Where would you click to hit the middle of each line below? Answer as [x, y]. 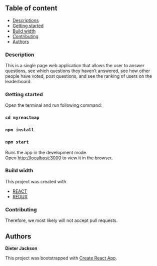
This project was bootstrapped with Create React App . [61, 258]
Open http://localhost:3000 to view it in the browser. [59, 158]
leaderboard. [18, 82]
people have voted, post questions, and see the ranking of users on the [79, 76]
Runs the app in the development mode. [46, 152]
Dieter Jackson [21, 248]
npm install [20, 130]
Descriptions [25, 20]
